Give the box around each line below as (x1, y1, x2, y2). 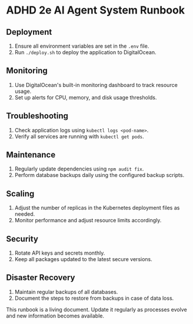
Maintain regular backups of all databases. (14, 288, 118, 295)
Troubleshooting (6, 111, 69, 121)
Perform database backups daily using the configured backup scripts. (14, 172, 184, 179)
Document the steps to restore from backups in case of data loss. (14, 295, 174, 302)
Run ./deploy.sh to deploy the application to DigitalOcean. (14, 49, 157, 56)
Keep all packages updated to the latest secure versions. (14, 256, 153, 263)
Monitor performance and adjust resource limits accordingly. (14, 217, 162, 224)
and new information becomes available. (6, 312, 105, 319)
